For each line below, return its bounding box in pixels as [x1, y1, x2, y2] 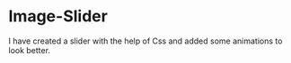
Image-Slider [8, 6, 109, 27]
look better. [8, 44, 51, 55]
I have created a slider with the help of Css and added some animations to [8, 35, 283, 46]
